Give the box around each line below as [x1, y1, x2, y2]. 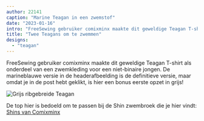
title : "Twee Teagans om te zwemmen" [6, 31, 102, 38]
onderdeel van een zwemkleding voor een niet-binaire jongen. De [6, 65, 171, 73]
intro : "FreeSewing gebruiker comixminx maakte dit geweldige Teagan [6, 25, 186, 32]
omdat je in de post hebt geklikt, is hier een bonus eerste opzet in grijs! [6, 78, 184, 85]
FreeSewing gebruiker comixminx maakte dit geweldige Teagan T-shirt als [6, 59, 192, 67]
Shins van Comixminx [6, 108, 61, 116]
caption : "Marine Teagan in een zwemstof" [6, 15, 115, 21]
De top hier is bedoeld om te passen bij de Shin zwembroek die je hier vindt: [6, 102, 197, 109]
